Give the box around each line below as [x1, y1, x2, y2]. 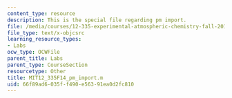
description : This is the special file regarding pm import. [7, 17, 187, 23]
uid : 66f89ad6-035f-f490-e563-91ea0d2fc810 [7, 81, 135, 88]
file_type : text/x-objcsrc [7, 29, 85, 37]
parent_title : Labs [7, 55, 64, 62]
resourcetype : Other [7, 68, 67, 75]
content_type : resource [7, 10, 76, 17]
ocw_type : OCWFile [7, 49, 60, 56]
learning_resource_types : [7, 36, 81, 43]
